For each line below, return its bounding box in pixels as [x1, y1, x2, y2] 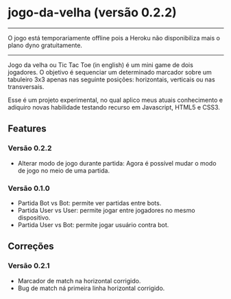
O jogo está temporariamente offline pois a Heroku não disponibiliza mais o [8, 34, 220, 42]
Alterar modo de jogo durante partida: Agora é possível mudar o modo [17, 159, 217, 167]
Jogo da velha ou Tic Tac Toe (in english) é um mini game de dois [8, 60, 194, 69]
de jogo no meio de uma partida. [17, 166, 110, 174]
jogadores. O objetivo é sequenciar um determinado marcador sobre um [8, 68, 212, 76]
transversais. [8, 82, 45, 90]
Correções [8, 241, 54, 252]
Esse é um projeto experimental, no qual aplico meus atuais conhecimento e [8, 96, 223, 104]
